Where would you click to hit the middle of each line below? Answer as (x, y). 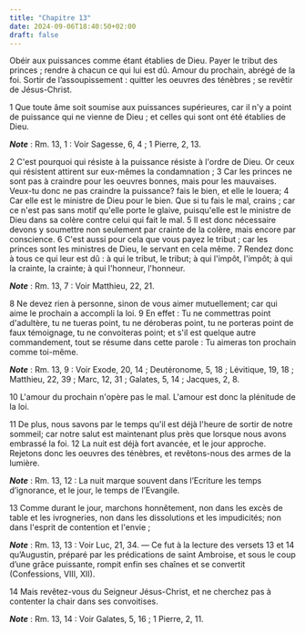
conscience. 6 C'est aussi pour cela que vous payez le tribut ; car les (139, 240)
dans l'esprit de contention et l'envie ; (80, 527)
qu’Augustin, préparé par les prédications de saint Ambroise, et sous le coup (152, 555)
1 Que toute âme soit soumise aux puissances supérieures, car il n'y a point (151, 107)
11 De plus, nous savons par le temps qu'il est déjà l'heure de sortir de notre (151, 424)
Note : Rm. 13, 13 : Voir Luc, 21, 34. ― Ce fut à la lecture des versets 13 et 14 (152, 545)
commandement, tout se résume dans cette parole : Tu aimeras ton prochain (153, 342)
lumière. (25, 463)
